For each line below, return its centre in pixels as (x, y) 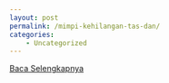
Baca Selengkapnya (47, 69)
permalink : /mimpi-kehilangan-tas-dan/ (85, 26)
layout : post (34, 18)
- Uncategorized (57, 43)
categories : (32, 34)
